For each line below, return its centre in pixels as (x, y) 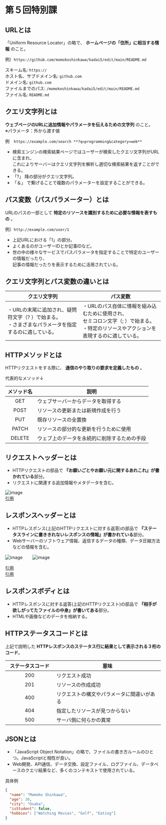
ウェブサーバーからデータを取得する (79, 401)
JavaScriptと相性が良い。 (47, 758)
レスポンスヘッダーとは (41, 515)
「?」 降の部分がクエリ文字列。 (44, 176)
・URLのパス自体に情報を (112, 306)
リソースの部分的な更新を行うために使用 (84, 429)
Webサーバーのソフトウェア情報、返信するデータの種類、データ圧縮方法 (86, 541)
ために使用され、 (107, 313)
